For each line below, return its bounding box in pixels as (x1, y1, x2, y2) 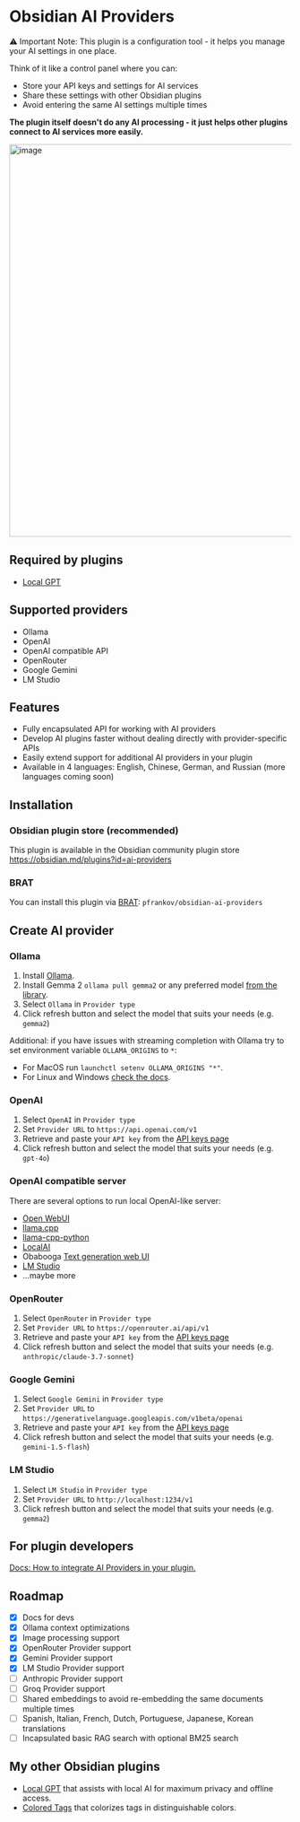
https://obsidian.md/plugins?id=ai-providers (9, 854, 172, 865)
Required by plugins (9, 553, 124, 568)
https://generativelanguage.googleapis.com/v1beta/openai (21, 1415, 244, 1424)
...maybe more (21, 1269, 76, 1280)
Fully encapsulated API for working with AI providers (21, 724, 217, 735)
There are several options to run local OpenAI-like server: (9, 1195, 221, 1206)
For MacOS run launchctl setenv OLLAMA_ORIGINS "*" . (21, 1062, 224, 1073)
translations (21, 1722, 66, 1733)
